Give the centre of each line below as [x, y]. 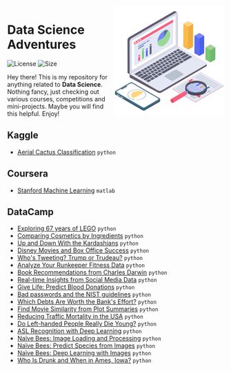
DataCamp [30, 212]
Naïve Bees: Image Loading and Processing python [89, 339]
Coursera [28, 174]
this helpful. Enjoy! [33, 113]
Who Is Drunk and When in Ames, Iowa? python [84, 361]
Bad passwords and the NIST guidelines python [84, 294]
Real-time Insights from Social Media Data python [87, 280]
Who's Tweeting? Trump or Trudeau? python [80, 258]
